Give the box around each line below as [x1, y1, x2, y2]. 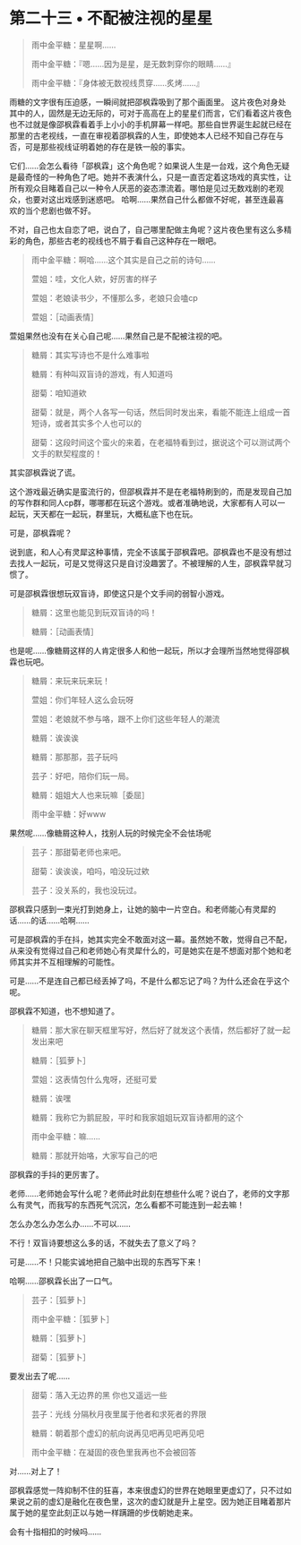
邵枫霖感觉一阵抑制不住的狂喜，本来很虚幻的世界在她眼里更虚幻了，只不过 [9, 1484, 284, 1496]
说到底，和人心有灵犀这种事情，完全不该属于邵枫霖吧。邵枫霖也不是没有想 [9, 546, 284, 557]
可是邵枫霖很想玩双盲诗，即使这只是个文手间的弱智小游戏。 [9, 588, 229, 598]
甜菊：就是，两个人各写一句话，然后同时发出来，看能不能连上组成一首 [30, 407, 291, 417]
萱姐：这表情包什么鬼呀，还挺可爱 [30, 1074, 158, 1085]
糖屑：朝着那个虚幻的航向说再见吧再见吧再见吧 [30, 1428, 204, 1438]
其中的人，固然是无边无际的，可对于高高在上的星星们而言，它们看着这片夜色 [9, 107, 292, 118]
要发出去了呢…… [9, 1370, 71, 1381]
